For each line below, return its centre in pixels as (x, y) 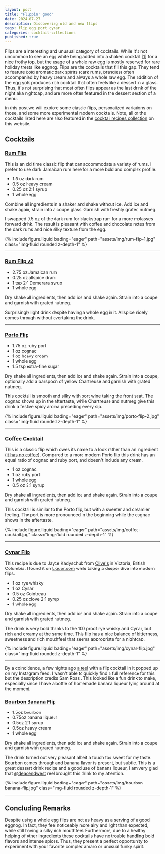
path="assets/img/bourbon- (117, 783)
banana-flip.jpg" (22, 788)
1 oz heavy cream (30, 356)
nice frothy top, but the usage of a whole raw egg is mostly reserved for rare (82, 62)
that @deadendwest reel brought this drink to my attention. (65, 773)
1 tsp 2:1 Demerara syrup (37, 283)
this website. (18, 123)
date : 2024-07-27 (23, 19)
